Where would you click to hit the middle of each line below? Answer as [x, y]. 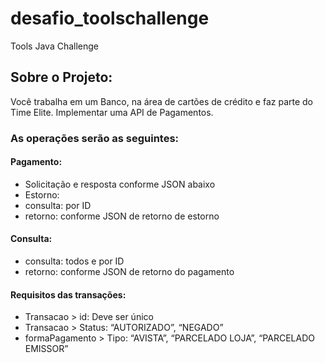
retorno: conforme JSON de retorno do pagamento [129, 272]
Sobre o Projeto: [61, 77]
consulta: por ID [58, 205]
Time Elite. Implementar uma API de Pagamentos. [112, 112]
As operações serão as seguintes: [95, 138]
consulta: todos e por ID [74, 261]
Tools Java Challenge [55, 46]
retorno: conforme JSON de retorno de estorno [122, 216]
